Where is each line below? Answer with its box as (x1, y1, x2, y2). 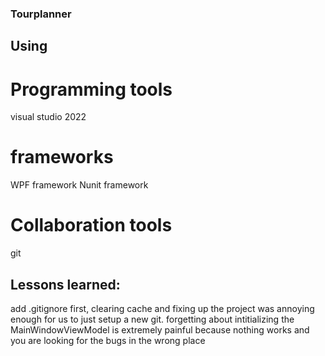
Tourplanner (10, 7, 72, 21)
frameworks (10, 146, 114, 169)
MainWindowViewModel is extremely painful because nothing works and (10, 323, 310, 336)
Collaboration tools (10, 214, 173, 237)
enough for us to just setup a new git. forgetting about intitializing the (10, 313, 295, 325)
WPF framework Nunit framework (10, 179, 149, 191)
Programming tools (10, 78, 173, 101)
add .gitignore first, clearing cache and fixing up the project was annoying (10, 302, 315, 314)
